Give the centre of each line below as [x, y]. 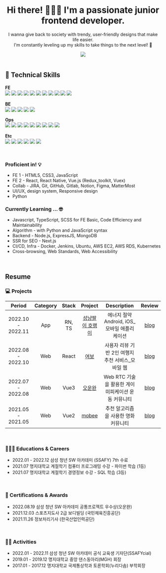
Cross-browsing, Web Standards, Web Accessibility [65, 252]
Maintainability [27, 225]
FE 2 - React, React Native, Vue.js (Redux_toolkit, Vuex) [69, 181]
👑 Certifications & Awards [37, 495]
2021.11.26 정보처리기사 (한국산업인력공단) [53, 519]
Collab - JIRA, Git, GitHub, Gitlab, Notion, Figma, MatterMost [74, 186]
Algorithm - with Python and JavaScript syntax [60, 230]
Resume [18, 277]
